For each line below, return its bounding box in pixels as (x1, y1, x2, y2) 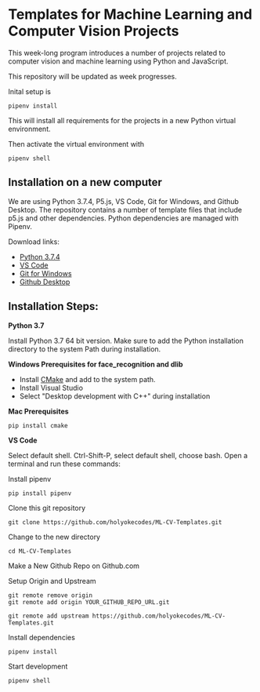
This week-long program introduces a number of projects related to (8, 48, 226, 57)
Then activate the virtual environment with (8, 139, 145, 148)
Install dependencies (8, 632, 76, 642)
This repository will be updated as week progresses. (8, 71, 178, 81)
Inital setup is (8, 86, 51, 96)
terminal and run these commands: (8, 459, 121, 468)
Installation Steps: (8, 300, 99, 313)
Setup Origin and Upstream (8, 576, 96, 585)
